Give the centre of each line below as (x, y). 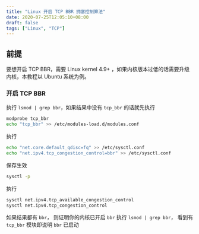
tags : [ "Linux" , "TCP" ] (36, 28)
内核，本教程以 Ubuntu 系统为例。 (48, 77)
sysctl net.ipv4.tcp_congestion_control (57, 205)
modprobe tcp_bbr (28, 119)
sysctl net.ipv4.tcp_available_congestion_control (70, 200)
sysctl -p (18, 176)
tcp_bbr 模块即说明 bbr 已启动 (42, 225)
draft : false (22, 23)
